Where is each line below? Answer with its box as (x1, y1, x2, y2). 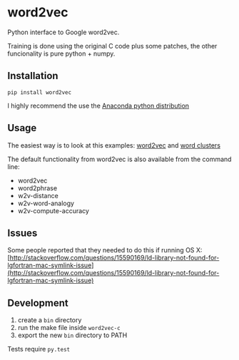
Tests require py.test (7, 345, 70, 354)
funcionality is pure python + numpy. (7, 49, 116, 58)
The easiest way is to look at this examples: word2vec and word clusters (7, 140, 221, 150)
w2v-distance (17, 191, 59, 200)
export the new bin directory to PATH (17, 331, 128, 339)
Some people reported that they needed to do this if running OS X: (7, 246, 203, 254)
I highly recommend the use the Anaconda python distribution (7, 101, 190, 110)
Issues (7, 227, 38, 239)
